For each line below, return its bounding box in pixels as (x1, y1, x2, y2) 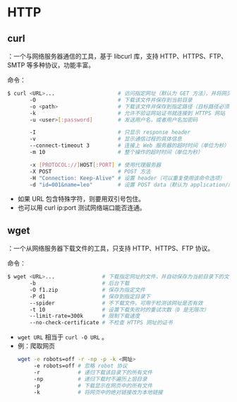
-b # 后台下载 (29, 280, 130, 287)
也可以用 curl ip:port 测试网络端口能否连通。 (17, 203, 146, 212)
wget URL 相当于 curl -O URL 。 (17, 333, 108, 341)
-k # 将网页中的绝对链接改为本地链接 (33, 389, 164, 396)
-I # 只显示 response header (29, 129, 191, 136)
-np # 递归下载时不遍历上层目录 (33, 375, 147, 382)
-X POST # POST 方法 (29, 167, 151, 175)
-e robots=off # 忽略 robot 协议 (33, 362, 128, 370)
